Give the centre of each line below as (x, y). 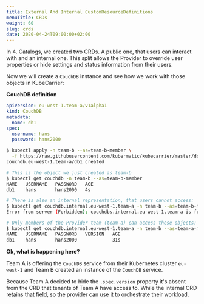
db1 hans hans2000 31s (63, 240)
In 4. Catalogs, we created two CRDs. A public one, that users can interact (99, 52)
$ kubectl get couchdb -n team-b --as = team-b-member (74, 178)
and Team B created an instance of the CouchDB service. (93, 269)
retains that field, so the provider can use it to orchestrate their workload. (98, 294)
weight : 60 (20, 23)
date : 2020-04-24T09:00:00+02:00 (49, 35)
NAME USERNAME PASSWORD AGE (50, 184)
